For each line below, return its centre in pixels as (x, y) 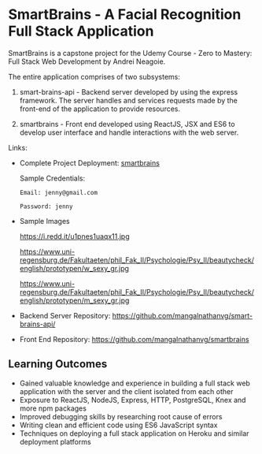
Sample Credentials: (52, 178)
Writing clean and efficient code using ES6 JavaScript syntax (118, 425)
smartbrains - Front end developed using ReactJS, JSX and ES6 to (127, 124)
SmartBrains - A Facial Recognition (125, 15)
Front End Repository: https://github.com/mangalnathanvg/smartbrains (134, 339)
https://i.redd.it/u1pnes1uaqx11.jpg (74, 236)
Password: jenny (46, 207)
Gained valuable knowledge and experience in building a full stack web (135, 383)
